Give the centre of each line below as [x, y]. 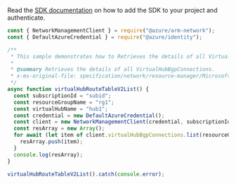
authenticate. [26, 18]
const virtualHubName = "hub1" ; [61, 109]
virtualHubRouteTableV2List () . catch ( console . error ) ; [86, 174]
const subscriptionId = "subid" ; [63, 96]
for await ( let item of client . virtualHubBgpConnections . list [106, 135]
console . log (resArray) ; [48, 154]
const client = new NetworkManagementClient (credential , [99, 122]
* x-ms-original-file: [44, 76]
